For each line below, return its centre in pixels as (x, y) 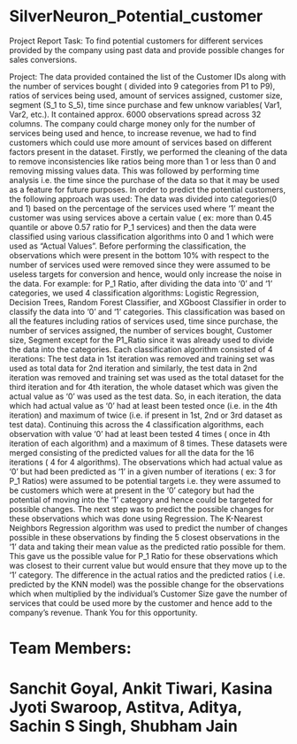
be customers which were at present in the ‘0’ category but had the (132, 490)
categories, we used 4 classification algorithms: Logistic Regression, (134, 293)
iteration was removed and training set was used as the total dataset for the (147, 377)
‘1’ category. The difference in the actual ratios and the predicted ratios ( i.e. (147, 575)
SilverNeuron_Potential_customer (136, 16)
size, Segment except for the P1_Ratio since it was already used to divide (142, 340)
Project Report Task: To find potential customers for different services (136, 41)
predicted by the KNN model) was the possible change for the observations (147, 584)
